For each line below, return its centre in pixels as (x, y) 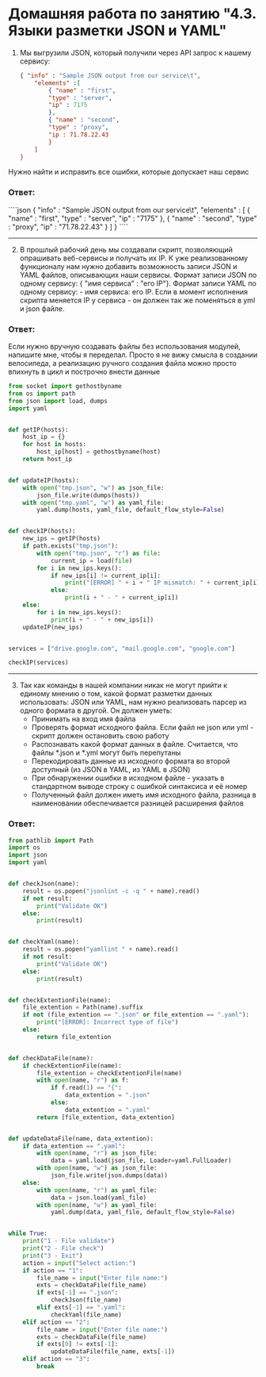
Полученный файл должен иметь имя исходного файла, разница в (144, 795)
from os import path (42, 394)
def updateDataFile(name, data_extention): (81, 1139)
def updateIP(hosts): (44, 480)
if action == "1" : (53, 1271)
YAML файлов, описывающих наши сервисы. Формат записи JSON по (138, 275)
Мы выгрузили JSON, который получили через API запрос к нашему (135, 52)
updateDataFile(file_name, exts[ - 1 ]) (113, 1352)
